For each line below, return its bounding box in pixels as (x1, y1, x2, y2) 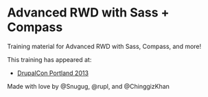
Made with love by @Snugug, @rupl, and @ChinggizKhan (7, 82, 170, 90)
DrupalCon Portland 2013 (16, 69, 89, 77)
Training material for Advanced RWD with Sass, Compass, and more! (7, 42, 202, 50)
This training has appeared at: (7, 55, 92, 63)
